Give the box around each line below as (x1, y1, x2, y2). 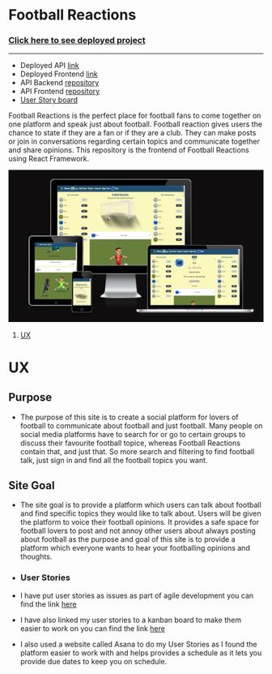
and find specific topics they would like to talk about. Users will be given (19, 509, 261, 518)
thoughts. (19, 552, 53, 561)
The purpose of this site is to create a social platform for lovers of (19, 412, 239, 422)
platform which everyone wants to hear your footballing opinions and (19, 543, 251, 553)
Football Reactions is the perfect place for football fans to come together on (8, 111, 261, 121)
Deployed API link (19, 61, 79, 71)
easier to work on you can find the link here (19, 623, 166, 633)
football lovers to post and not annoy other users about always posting (19, 526, 257, 536)
